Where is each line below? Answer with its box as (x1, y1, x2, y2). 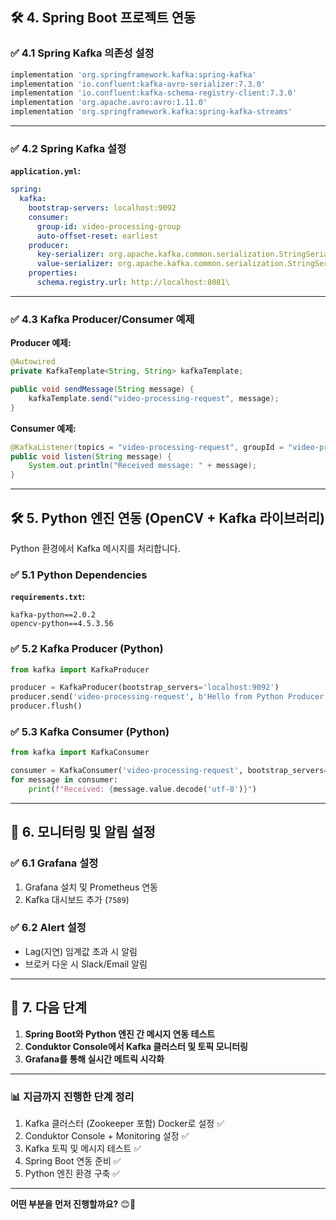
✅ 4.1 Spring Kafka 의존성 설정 (10, 46, 155, 60)
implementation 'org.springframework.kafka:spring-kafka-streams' (10, 107, 293, 117)
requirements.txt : (10, 591, 86, 603)
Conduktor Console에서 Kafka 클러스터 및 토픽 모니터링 (24, 1040, 248, 1052)
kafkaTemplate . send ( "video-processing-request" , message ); (28, 393, 280, 403)
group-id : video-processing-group (36, 221, 182, 232)
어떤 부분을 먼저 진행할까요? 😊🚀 (10, 1198, 137, 1210)
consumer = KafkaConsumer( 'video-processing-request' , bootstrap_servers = (10, 766, 329, 776)
